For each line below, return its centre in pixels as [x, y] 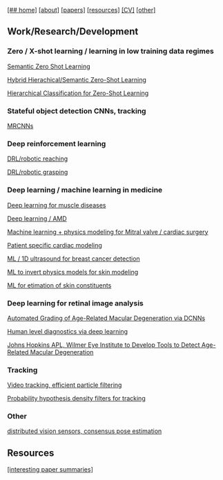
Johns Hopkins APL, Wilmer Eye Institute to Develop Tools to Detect [104, 345]
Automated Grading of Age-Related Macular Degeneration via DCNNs [106, 318]
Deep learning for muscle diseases [57, 205]
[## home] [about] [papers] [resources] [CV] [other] [81, 10]
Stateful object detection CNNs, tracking [77, 111]
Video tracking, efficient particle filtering [65, 385]
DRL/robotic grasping [38, 172]
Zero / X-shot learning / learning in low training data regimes [110, 51]
